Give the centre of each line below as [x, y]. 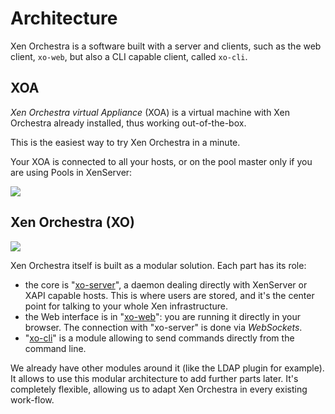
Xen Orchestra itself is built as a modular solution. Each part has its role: [158, 265]
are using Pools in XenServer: [71, 172]
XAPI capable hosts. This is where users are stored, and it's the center [169, 295]
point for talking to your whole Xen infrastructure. [126, 306]
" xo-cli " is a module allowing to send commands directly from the [159, 338]
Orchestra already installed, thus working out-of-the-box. [128, 123]
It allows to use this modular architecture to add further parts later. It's [154, 378]
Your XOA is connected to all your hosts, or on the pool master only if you [161, 161]
